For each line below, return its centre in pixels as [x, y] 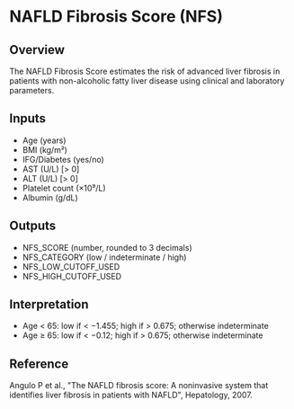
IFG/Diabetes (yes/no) [63, 159]
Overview [37, 50]
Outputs [33, 226]
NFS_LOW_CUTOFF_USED [71, 266]
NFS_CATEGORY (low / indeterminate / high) [104, 257]
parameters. [32, 90]
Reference [39, 364]
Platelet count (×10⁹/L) [64, 188]
